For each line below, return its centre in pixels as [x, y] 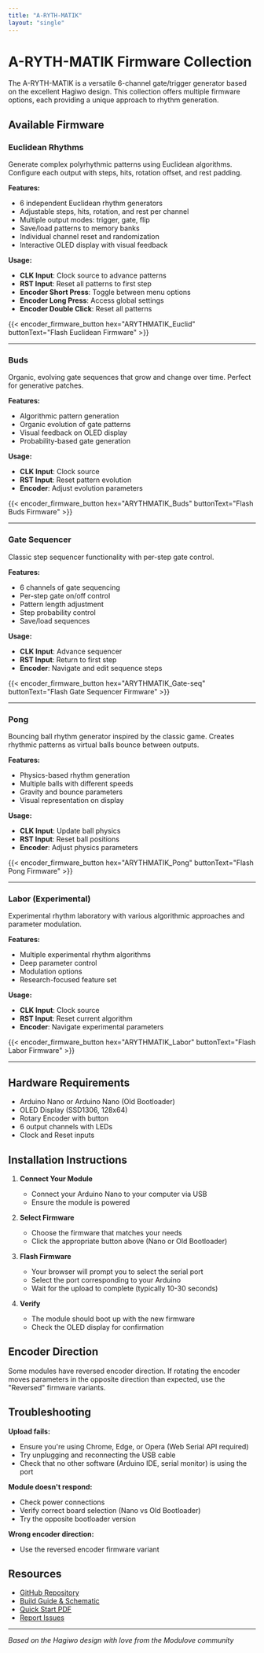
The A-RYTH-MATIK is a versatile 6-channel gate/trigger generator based [128, 83]
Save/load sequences [55, 620]
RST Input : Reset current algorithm [76, 1018]
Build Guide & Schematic [59, 1601]
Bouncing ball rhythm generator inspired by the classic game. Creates [121, 737]
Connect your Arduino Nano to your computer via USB [119, 1194]
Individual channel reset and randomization [89, 237]
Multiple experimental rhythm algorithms [85, 955]
